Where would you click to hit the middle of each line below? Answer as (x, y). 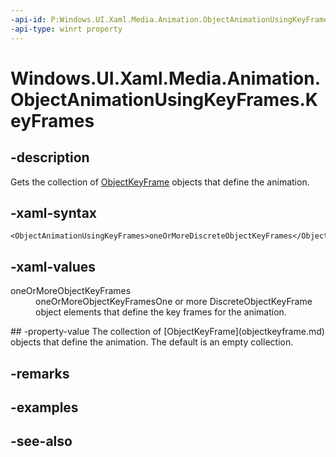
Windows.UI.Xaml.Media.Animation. (166, 78)
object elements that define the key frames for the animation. (161, 312)
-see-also (41, 441)
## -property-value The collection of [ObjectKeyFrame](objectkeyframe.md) (167, 332)
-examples (44, 407)
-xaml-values (53, 266)
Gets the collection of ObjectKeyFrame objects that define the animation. (160, 182)
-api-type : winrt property (66, 29)
